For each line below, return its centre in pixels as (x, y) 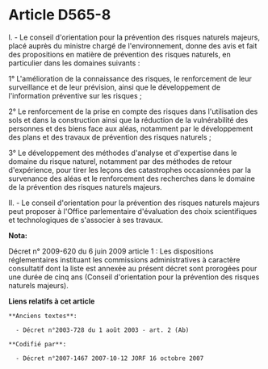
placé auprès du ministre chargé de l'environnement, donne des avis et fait (133, 45)
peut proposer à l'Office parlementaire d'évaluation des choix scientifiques (133, 211)
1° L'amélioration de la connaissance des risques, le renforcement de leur (130, 78)
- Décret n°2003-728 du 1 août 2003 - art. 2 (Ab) (103, 330)
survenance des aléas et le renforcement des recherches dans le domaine (132, 178)
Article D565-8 (60, 15)
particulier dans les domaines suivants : (74, 63)
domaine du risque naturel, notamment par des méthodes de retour (120, 161)
